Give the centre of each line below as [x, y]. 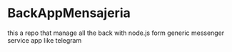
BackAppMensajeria [69, 13]
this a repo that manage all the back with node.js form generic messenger [116, 33]
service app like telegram [45, 40]
